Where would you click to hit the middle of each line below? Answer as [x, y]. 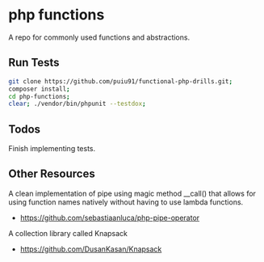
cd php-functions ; [39, 96]
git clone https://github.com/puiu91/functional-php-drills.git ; [120, 81]
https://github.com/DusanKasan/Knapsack [91, 249]
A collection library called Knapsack [68, 233]
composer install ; [39, 89]
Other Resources [52, 174]
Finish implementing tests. [52, 149]
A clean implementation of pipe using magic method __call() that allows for [132, 193]
